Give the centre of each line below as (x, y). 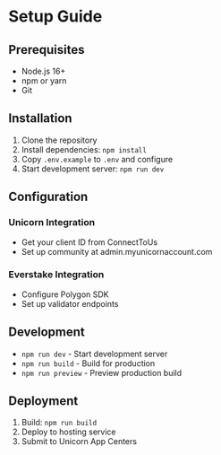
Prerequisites (47, 50)
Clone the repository (59, 140)
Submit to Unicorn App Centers (79, 442)
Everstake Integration (56, 275)
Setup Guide (55, 17)
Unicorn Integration (52, 223)
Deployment (43, 401)
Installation (40, 118)
